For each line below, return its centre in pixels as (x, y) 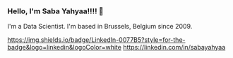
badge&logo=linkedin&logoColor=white (65, 48)
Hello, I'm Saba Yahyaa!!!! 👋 (55, 11)
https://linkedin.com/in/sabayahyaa (174, 48)
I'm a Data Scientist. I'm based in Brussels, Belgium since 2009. (100, 27)
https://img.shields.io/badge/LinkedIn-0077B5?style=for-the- (96, 40)
